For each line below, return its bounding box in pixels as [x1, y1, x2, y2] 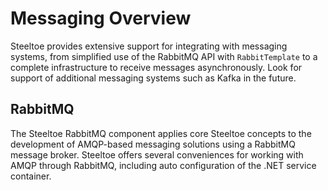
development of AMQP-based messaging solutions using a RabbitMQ [10, 138, 296, 150]
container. [10, 170, 52, 182]
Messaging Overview [10, 7, 192, 30]
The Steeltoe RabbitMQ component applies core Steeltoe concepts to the [10, 127, 312, 139]
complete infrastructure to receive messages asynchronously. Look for [10, 61, 303, 73]
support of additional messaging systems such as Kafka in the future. [10, 72, 297, 84]
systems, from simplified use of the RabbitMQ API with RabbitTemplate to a [10, 50, 318, 62]
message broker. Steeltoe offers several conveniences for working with [10, 148, 304, 161]
